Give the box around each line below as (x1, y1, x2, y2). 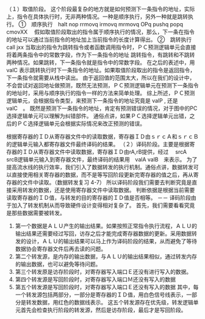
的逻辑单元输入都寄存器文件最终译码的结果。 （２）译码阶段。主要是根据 (6, 141, 190, 148)
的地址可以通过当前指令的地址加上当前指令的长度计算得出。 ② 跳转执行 (6, 36, 192, 43)
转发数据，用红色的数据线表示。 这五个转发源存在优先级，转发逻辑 (26, 299, 193, 306)
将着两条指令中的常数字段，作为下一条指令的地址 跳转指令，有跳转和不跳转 (6, 51, 195, 58)
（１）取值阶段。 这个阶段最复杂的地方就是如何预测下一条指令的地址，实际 (6, 5, 195, 12)
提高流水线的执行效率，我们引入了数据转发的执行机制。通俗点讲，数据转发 (6, 164, 193, 170)
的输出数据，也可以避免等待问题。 (15, 260, 101, 268)
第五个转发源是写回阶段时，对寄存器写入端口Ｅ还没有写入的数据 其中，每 (15, 284, 199, 290)
